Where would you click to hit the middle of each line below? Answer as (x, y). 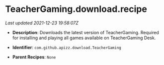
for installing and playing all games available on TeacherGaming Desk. (84, 38)
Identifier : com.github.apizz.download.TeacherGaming (67, 47)
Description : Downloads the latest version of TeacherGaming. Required (85, 32)
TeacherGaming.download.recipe (76, 9)
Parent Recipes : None (34, 57)
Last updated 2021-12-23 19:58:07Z (42, 23)
